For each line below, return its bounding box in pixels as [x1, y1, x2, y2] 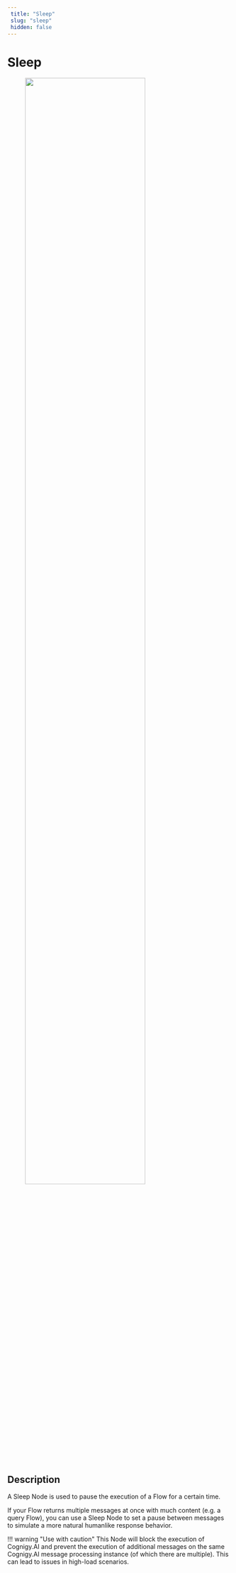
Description [7, 1473, 60, 1486]
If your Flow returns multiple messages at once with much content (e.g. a [7, 1506, 221, 1515]
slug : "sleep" [10, 17, 52, 24]
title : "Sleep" [10, 10, 55, 18]
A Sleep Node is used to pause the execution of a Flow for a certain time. [7, 1492, 221, 1501]
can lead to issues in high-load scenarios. [7, 1557, 130, 1566]
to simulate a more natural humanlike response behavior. [7, 1521, 173, 1530]
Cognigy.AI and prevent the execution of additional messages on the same [7, 1543, 225, 1551]
